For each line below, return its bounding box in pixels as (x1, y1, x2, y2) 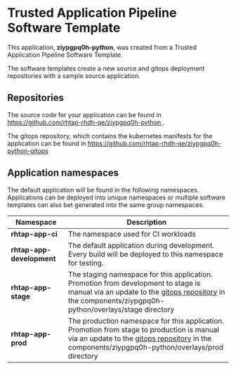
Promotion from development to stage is (67, 278, 201, 288)
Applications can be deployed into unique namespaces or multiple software (7, 193, 226, 201)
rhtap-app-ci (11, 229, 58, 239)
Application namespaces (7, 167, 119, 179)
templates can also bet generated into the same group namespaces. (7, 200, 205, 209)
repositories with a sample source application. (7, 72, 140, 80)
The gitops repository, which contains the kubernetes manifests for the (7, 131, 213, 140)
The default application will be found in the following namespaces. (7, 185, 199, 194)
